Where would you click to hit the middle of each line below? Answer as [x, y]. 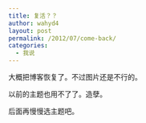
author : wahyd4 [34, 23]
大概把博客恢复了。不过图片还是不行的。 [75, 77]
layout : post [30, 31]
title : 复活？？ [33, 16]
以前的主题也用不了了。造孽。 [57, 94]
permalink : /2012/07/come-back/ [62, 38]
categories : [28, 46]
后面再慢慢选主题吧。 [43, 111]
